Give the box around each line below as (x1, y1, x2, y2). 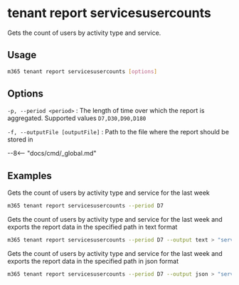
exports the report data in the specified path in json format (7, 257, 179, 265)
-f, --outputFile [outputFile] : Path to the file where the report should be (7, 128, 230, 136)
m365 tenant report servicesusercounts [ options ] (7, 68, 158, 75)
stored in (7, 135, 33, 144)
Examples (7, 169, 52, 182)
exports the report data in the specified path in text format (7, 222, 178, 232)
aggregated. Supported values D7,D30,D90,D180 (7, 114, 147, 122)
